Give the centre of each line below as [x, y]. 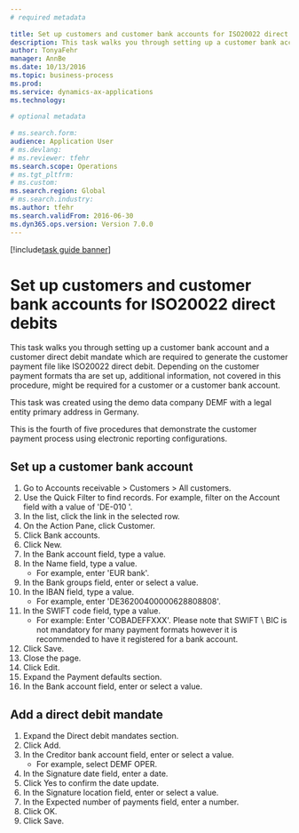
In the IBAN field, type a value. [79, 592]
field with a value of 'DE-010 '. [78, 507]
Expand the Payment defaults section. [92, 677]
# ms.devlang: [36, 149]
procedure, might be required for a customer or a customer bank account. [145, 385]
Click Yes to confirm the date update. [90, 783]
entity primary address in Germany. [75, 412]
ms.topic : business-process [62, 76]
